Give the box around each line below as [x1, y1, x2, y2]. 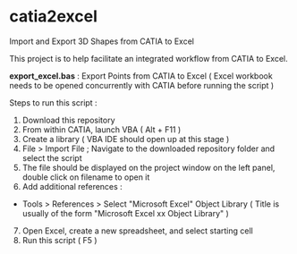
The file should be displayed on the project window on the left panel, [21, 162, 276, 173]
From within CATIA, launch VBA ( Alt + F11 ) [21, 123, 182, 135]
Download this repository [21, 114, 115, 125]
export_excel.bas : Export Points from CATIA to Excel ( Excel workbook [9, 70, 273, 81]
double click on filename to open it [21, 172, 150, 182]
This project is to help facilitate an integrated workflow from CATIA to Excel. [9, 53, 288, 63]
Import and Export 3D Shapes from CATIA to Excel [9, 36, 195, 47]
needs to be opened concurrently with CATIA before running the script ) [9, 80, 275, 90]
